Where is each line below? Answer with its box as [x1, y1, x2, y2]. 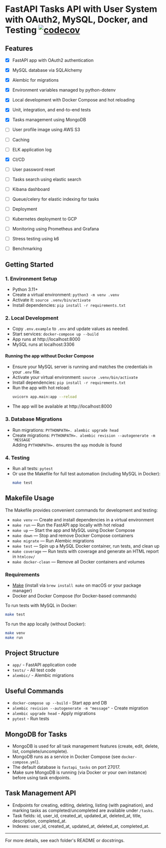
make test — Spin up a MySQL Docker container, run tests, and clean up [12, 543, 160, 549]
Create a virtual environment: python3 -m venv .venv [12, 291, 120, 297]
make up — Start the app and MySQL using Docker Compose [12, 527, 135, 533]
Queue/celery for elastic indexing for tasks [12, 196, 99, 202]
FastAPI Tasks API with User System [5, 3, 158, 15]
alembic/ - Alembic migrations [12, 672, 74, 678]
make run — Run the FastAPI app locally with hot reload [12, 522, 124, 528]
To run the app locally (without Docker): [5, 621, 86, 627]
